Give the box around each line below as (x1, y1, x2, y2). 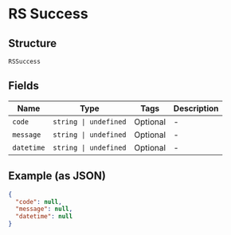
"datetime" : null (15, 213, 73, 221)
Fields (8, 79, 40, 92)
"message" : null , (15, 205, 73, 213)
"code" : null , (15, 198, 62, 206)
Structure (8, 37, 57, 50)
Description (173, 103, 219, 114)
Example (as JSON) (8, 169, 106, 183)
